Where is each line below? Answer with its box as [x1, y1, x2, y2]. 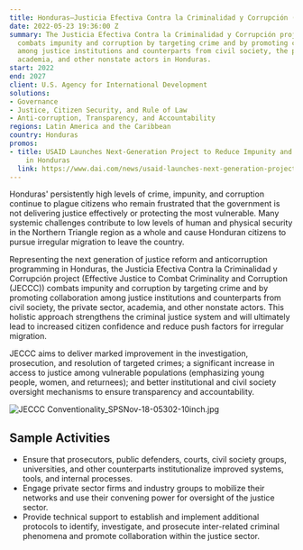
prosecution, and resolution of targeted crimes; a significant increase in [9, 358, 275, 369]
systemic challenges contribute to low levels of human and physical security [9, 217, 293, 228]
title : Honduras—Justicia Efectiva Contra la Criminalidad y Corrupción [9, 13, 289, 23]
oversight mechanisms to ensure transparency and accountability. [9, 387, 255, 398]
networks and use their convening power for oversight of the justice [22, 492, 275, 503]
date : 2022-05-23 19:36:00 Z [9, 22, 119, 31]
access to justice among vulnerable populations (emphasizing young [9, 367, 265, 379]
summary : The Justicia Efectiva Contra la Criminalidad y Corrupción [9, 30, 277, 39]
